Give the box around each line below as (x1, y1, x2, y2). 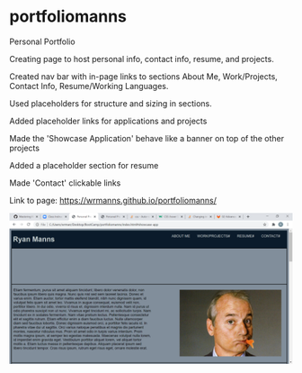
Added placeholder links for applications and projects (9, 115, 208, 126)
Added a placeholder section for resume (9, 159, 159, 170)
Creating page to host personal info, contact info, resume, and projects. (9, 53, 274, 64)
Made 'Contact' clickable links (9, 177, 121, 188)
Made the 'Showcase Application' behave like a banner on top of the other (9, 132, 285, 143)
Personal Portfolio (9, 36, 75, 47)
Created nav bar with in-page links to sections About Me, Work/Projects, (9, 70, 279, 82)
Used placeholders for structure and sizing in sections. (9, 97, 213, 109)
